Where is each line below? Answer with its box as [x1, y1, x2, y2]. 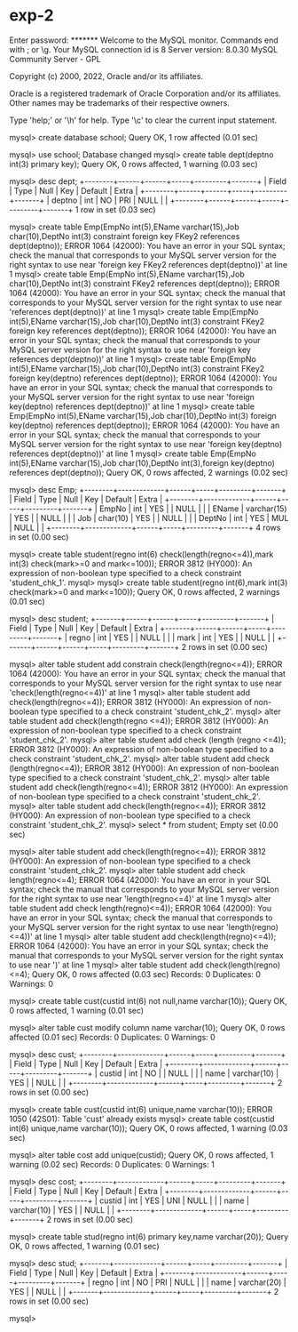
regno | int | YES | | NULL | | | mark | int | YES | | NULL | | [69, 632, 276, 643]
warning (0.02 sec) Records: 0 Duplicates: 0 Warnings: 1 [9, 1159, 215, 1169]
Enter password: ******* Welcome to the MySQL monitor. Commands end [9, 35, 279, 45]
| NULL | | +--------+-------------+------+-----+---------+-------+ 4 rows [9, 522, 281, 533]
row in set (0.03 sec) [80, 204, 157, 214]
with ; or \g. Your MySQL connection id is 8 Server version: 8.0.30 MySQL [9, 44, 278, 54]
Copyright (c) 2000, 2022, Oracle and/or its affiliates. [9, 70, 204, 81]
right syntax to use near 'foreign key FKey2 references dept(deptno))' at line [9, 259, 288, 269]
